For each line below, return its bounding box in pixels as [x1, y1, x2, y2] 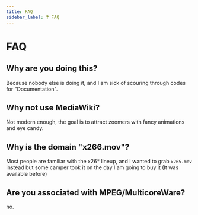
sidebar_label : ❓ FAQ [6, 14, 60, 20]
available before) [6, 170, 47, 178]
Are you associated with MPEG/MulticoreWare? [6, 188, 186, 198]
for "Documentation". [6, 86, 58, 93]
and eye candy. [6, 125, 44, 132]
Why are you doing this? [6, 64, 98, 74]
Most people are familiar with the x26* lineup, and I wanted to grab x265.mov [6, 158, 193, 165]
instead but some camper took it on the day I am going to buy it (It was [6, 164, 179, 171]
